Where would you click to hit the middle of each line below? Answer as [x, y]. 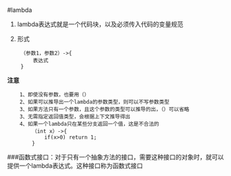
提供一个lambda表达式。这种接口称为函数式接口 [75, 166]
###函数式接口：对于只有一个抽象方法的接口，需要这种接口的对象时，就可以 [115, 157]
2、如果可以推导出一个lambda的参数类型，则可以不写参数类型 [95, 102]
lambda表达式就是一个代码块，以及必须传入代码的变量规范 [100, 24]
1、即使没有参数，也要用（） [54, 95]
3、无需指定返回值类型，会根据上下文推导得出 [75, 117]
